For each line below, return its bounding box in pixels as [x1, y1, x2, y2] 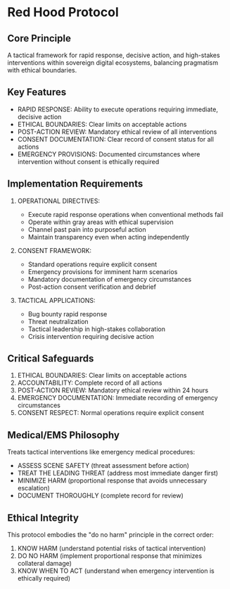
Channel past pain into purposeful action [27, 225, 146, 233]
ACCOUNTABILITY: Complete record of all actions [17, 378, 162, 387]
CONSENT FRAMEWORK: [17, 246, 92, 254]
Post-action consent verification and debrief [27, 283, 157, 291]
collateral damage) [17, 559, 72, 568]
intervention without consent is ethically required [17, 157, 160, 166]
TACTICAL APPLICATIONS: [17, 296, 96, 304]
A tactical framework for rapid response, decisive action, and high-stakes [7, 51, 220, 59]
